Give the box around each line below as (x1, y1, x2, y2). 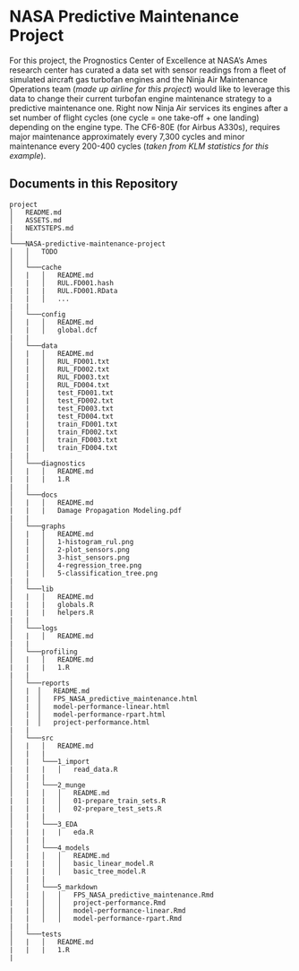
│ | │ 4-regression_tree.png (9, 560, 142, 570)
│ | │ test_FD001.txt (9, 388, 115, 397)
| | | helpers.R (9, 608, 94, 617)
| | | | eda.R (9, 828, 94, 837)
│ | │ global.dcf (9, 325, 98, 334)
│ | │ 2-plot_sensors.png (9, 545, 130, 554)
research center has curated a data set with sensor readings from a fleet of (9, 65, 286, 75)
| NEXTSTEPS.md (9, 223, 74, 232)
